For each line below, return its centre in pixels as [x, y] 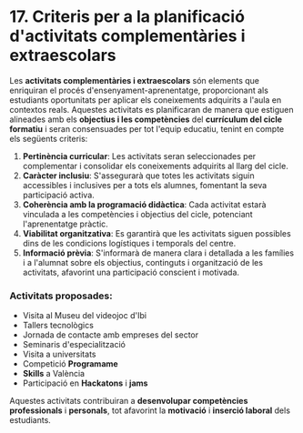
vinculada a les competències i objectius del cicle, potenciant [137, 214]
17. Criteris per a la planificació [127, 17]
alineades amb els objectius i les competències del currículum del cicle [146, 119]
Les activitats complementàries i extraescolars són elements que [135, 80]
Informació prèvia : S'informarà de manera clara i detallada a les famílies [158, 253]
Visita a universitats [59, 354]
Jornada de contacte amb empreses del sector [110, 335]
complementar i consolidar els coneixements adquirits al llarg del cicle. [155, 166]
